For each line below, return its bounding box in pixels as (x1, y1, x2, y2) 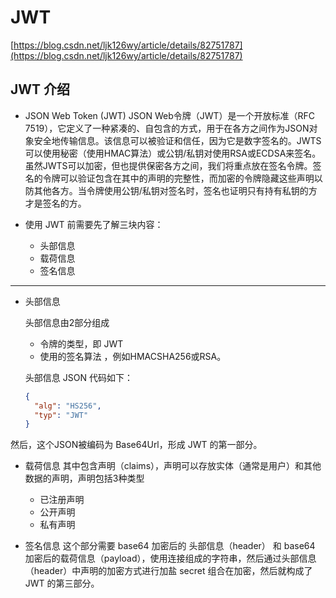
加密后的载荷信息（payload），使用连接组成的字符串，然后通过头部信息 (24, 552, 317, 565)
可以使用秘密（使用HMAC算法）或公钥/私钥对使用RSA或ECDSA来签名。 (24, 147, 322, 159)
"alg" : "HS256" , (34, 401, 102, 411)
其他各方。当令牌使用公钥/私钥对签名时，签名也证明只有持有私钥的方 (33, 184, 318, 196)
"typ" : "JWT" (34, 410, 89, 420)
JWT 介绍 (10, 81, 71, 98)
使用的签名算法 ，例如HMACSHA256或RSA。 (39, 350, 227, 362)
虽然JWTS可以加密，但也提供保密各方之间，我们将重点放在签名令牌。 (24, 159, 313, 171)
